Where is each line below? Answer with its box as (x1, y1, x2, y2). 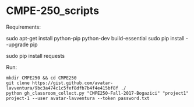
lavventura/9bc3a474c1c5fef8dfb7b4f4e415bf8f (6, 85, 118, 91)
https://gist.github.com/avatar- (31, 80, 114, 86)
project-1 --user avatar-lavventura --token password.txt (6, 95, 150, 101)
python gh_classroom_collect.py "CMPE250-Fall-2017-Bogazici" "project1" (6, 90, 189, 96)
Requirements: (6, 23, 41, 30)
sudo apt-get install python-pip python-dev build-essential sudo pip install (6, 34, 185, 42)
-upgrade (6, 41, 29, 48)
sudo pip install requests (6, 52, 65, 59)
